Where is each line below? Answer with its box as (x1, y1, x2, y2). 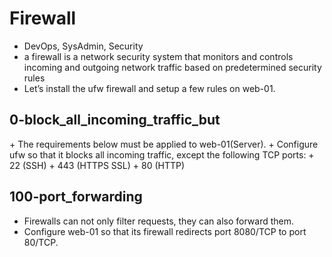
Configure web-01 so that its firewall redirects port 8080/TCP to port (23, 225, 307, 237)
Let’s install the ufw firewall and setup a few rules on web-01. (23, 82, 276, 94)
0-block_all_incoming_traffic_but (9, 112, 221, 129)
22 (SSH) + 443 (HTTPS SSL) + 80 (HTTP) (9, 159, 186, 171)
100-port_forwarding (9, 188, 143, 206)
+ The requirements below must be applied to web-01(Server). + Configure (9, 138, 319, 150)
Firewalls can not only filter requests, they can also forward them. (23, 215, 295, 227)
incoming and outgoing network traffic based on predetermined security (23, 61, 322, 73)
